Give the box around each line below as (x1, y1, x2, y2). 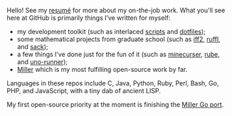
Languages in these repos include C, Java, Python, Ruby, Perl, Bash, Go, (6, 79, 219, 88)
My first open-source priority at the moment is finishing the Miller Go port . (6, 100, 224, 109)
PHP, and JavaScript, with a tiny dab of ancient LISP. (6, 87, 161, 95)
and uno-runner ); (16, 58, 68, 66)
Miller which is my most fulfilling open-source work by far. (16, 65, 188, 73)
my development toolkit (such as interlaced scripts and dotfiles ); (16, 28, 206, 36)
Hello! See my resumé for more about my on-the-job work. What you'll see (6, 6, 226, 14)
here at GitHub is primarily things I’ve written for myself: (6, 14, 171, 22)
